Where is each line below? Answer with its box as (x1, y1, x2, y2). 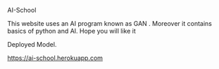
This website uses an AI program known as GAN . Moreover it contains (7, 20, 213, 27)
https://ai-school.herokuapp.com (7, 54, 104, 62)
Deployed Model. (7, 40, 57, 48)
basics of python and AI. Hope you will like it (7, 27, 136, 35)
